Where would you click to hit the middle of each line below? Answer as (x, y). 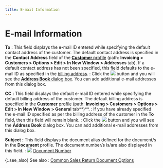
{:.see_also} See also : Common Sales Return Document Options (70, 160)
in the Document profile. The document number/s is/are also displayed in (79, 145)
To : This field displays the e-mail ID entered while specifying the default (78, 47)
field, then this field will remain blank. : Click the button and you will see (80, 120)
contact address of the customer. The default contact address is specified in (82, 52)
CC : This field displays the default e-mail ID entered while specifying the (78, 93)
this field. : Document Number (38, 150)
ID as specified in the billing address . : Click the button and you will (84, 74)
